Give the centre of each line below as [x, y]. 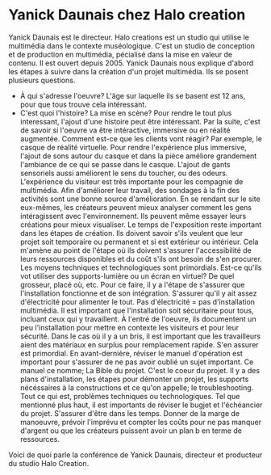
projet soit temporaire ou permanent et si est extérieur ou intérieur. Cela [139, 242]
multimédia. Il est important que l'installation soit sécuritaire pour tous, [137, 310]
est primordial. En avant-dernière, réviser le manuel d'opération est [131, 353]
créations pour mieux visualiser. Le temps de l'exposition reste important [141, 225]
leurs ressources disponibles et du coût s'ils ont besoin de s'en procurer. [141, 259]
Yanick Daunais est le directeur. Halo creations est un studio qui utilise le [129, 37]
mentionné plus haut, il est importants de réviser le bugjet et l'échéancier [141, 405]
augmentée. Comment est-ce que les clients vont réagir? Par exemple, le [141, 138]
